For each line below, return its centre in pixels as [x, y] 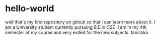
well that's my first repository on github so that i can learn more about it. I [80, 22]
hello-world [30, 9]
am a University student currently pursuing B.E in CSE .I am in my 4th [76, 27]
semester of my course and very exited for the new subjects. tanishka [77, 32]
